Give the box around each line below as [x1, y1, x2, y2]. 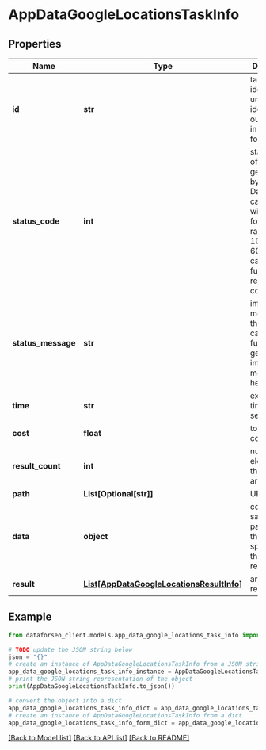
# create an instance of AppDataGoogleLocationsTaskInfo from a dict [8, 711, 243, 719]
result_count [12, 461, 61, 471]
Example [8, 610, 52, 624]
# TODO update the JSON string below [8, 645, 133, 653]
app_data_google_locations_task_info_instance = [8, 668, 172, 675]
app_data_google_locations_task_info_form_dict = [8, 719, 176, 727]
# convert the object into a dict [8, 696, 123, 705]
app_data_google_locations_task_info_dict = [8, 704, 158, 712]
